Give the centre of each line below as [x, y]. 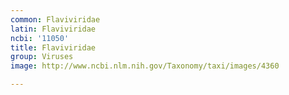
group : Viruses [42, 57]
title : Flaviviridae [53, 47]
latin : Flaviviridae [53, 29]
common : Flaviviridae [55, 19]
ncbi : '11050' [40, 38]
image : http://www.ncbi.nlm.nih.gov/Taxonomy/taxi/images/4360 [145, 66]
